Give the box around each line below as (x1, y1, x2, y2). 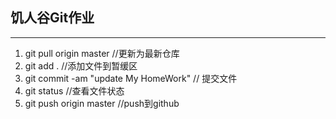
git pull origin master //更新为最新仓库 (24, 47, 180, 59)
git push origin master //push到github (24, 97, 180, 109)
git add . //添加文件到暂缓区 (24, 59, 138, 72)
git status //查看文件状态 (24, 84, 125, 97)
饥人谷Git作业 (10, 9, 95, 27)
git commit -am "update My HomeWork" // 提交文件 (24, 72, 238, 84)
